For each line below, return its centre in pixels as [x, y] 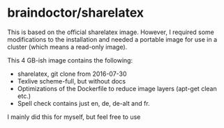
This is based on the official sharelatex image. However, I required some [111, 32]
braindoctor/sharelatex [76, 13]
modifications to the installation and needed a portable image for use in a [112, 39]
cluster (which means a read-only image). [67, 47]
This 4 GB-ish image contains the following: [70, 60]
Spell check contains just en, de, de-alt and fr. [83, 103]
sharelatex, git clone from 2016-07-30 [72, 74]
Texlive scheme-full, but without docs [72, 81]
